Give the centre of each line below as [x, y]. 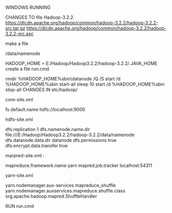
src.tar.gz [15, 28]
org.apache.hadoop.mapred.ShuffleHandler [51, 196]
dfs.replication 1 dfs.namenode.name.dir [48, 129]
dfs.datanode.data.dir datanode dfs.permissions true [61, 140]
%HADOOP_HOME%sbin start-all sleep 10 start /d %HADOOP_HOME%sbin [85, 84]
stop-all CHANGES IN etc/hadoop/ [41, 90]
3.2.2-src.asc [19, 34]
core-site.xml [19, 100]
